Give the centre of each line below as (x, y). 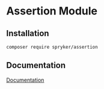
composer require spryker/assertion (52, 47)
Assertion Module (52, 11)
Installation (28, 33)
